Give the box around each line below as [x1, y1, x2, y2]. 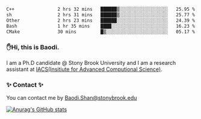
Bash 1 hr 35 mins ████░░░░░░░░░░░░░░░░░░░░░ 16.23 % [6, 23, 196, 29]
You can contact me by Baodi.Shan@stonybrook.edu [6, 94, 137, 101]
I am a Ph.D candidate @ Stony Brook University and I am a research [6, 59, 176, 66]
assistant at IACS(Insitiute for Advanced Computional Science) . [6, 66, 162, 73]
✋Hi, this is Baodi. [6, 43, 60, 52]
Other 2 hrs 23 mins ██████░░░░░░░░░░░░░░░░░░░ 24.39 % [6, 17, 196, 23]
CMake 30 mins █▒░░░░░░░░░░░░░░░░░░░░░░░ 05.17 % [6, 28, 196, 35]
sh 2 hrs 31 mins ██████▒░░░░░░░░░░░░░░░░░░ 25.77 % [6, 11, 196, 18]
